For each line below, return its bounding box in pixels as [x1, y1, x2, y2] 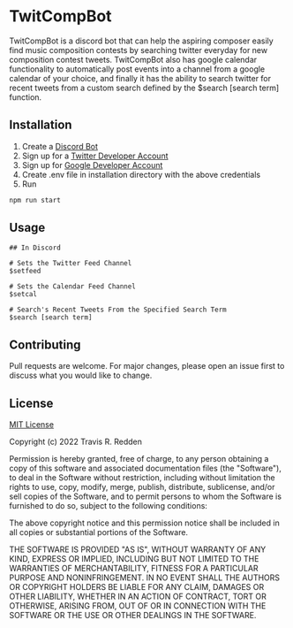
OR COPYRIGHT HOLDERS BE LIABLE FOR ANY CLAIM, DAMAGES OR [9, 582, 265, 593]
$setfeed [9, 267, 41, 276]
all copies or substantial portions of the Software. [9, 527, 188, 538]
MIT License [9, 419, 55, 430]
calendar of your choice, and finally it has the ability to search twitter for [9, 73, 272, 83]
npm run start [9, 195, 62, 204]
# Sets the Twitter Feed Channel [9, 259, 132, 268]
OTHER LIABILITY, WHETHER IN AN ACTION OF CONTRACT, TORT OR [9, 591, 267, 602]
